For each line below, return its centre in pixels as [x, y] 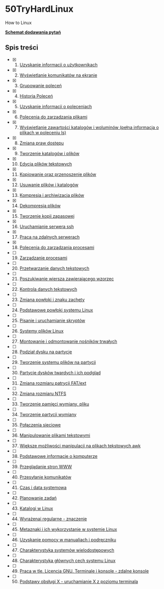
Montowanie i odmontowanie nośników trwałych [68, 341]
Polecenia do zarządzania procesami [57, 247]
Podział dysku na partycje [46, 352]
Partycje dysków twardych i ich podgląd [60, 372]
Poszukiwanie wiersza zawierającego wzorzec [67, 279]
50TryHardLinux [39, 9]
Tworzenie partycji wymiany [48, 414]
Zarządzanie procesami [43, 258]
